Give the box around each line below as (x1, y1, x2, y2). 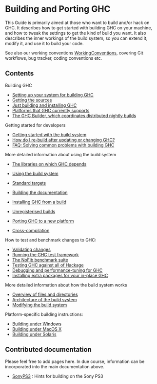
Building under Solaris (12, 331, 57, 337)
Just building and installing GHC (12, 102, 77, 108)
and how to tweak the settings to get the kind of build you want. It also (5, 30, 146, 36)
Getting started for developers (5, 122, 66, 128)
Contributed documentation (5, 345, 92, 354)
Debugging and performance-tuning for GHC (12, 267, 103, 273)
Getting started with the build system (12, 131, 87, 138)
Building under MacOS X (12, 326, 62, 332)
